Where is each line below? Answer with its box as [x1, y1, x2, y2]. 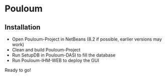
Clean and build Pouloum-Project [12, 47, 81, 52]
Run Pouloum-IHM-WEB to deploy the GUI [12, 57, 99, 63]
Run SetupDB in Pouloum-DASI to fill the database [12, 52, 116, 58]
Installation [5, 23, 41, 31]
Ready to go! [5, 67, 31, 73]
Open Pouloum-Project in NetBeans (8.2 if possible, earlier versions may [12, 36, 162, 42]
